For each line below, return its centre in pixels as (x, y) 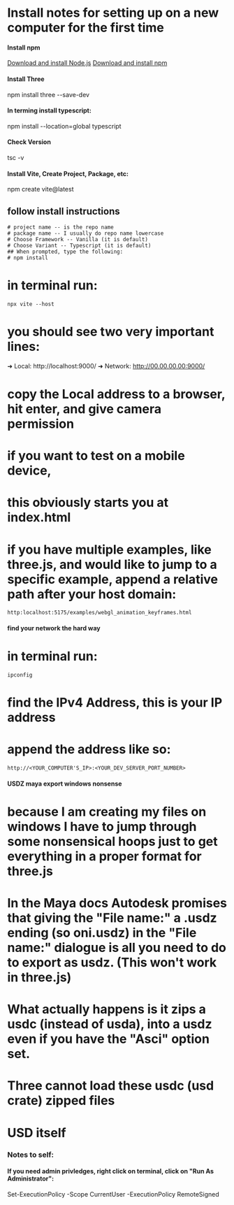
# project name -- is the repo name (60, 228)
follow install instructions (64, 211)
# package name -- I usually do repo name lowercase (86, 233)
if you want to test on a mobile (96, 456)
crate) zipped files (61, 1101)
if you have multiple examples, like (109, 549)
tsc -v (16, 158)
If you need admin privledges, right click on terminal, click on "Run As (111, 1171)
